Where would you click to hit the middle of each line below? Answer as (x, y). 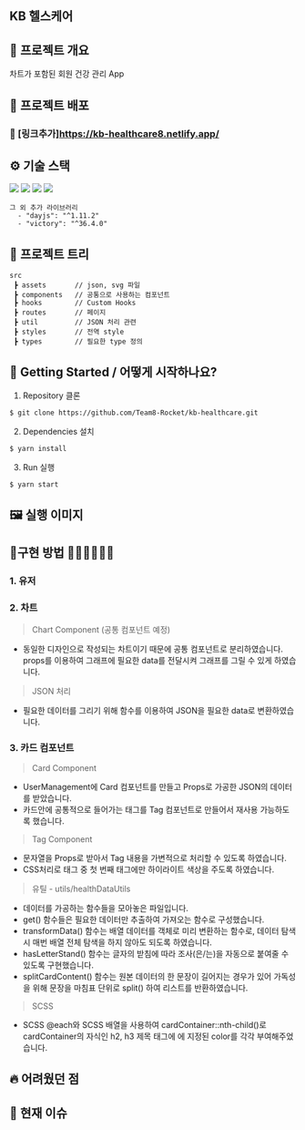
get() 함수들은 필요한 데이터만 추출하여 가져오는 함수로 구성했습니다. (143, 919)
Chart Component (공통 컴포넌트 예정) (101, 629)
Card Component (64, 767)
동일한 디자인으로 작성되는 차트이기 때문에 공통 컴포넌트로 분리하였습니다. (153, 649)
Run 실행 (39, 467)
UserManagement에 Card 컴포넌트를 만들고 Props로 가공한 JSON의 (145, 786)
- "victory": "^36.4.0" (62, 224)
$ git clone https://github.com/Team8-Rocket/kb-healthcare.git (134, 413)
